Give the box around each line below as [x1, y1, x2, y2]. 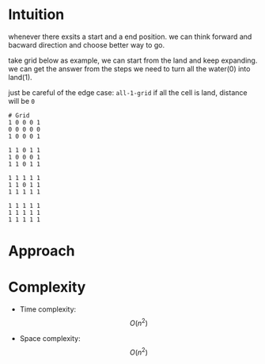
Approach [8, 242, 75, 260]
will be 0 [8, 96, 36, 105]
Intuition [8, 6, 65, 24]
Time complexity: [19, 305, 77, 314]
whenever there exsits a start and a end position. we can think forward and [8, 32, 252, 41]
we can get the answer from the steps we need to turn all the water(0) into [8, 63, 251, 73]
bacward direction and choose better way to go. [8, 40, 165, 49]
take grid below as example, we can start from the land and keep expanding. [8, 56, 258, 65]
